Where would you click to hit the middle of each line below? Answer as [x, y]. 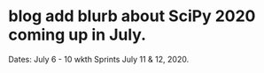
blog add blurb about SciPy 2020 [132, 16]
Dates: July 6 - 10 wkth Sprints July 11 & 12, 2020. [99, 59]
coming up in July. [78, 35]
